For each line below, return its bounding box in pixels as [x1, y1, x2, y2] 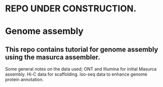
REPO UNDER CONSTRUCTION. [5, 3, 137, 14]
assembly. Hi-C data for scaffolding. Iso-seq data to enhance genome [5, 71, 147, 77]
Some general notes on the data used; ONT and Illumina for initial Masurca [5, 66, 157, 72]
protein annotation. [5, 77, 44, 83]
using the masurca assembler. [5, 53, 100, 61]
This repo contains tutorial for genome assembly [5, 45, 159, 53]
